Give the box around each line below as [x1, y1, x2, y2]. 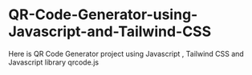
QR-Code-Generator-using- [8, 6, 198, 24]
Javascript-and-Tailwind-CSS [8, 22, 212, 41]
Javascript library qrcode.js [8, 57, 99, 67]
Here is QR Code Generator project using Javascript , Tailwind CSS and [8, 49, 245, 58]
